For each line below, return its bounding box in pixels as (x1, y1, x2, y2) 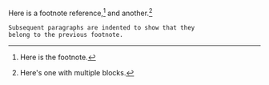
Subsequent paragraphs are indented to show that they (8, 23, 195, 31)
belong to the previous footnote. (8, 30, 124, 38)
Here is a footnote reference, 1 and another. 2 (8, 7, 153, 18)
